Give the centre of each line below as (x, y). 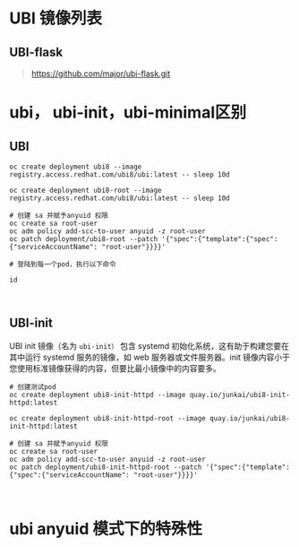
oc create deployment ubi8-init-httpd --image (98, 395)
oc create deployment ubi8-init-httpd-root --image (107, 418)
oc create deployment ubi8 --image (76, 167)
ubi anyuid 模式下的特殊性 (106, 529)
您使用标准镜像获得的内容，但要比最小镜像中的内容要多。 (115, 368)
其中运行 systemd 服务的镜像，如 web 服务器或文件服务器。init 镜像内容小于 (150, 357)
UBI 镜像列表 (56, 18)
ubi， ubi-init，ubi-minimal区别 (128, 113)
